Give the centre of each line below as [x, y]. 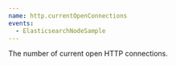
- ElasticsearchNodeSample [61, 31]
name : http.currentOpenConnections [68, 16]
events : [21, 23]
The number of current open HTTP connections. [88, 54]
